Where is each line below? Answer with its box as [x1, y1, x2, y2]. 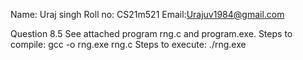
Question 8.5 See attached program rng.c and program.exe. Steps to [10, 28, 293, 39]
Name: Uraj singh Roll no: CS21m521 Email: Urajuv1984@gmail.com [10, 9, 285, 20]
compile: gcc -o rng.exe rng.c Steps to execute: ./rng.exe [10, 39, 247, 50]
